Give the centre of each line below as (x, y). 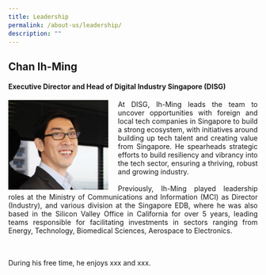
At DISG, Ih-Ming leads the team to (188, 104)
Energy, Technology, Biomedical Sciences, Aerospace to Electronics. (120, 231)
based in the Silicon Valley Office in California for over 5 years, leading (133, 213)
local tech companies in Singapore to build (188, 121)
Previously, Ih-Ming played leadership (188, 188)
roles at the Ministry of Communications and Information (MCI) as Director (133, 197)
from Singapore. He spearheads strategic (188, 146)
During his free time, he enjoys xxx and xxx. (80, 262)
